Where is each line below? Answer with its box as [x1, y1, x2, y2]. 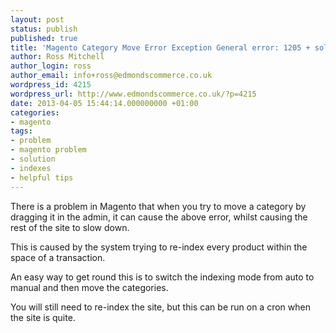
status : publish [10, 24, 78, 34]
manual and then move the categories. [10, 281, 169, 293]
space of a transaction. [10, 251, 106, 263]
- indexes [10, 163, 52, 173]
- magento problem [10, 145, 87, 155]
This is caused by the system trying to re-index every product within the [10, 241, 308, 253]
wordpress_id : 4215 [10, 80, 92, 90]
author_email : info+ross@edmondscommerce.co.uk [10, 71, 213, 81]
